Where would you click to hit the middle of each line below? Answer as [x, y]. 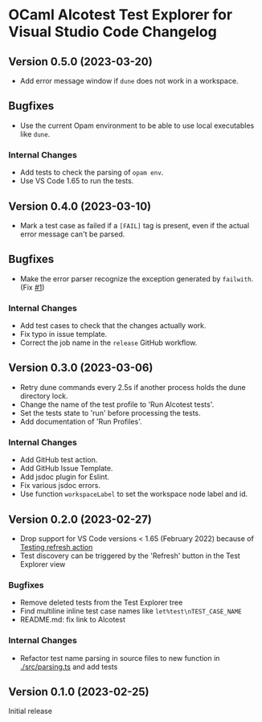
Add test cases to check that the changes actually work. [113, 326]
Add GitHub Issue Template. [66, 469]
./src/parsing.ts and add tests [69, 667]
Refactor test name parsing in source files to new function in [120, 658]
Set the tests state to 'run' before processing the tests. [110, 412]
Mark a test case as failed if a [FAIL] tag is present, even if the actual [135, 225]
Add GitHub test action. [59, 460]
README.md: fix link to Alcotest [73, 620]
